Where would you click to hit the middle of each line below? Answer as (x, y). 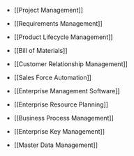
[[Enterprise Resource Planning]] (61, 104)
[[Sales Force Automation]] (53, 77)
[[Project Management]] (49, 10)
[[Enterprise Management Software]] (67, 91)
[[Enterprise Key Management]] (59, 131)
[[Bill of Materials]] (40, 50)
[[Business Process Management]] (64, 118)
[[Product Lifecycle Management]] (63, 37)
